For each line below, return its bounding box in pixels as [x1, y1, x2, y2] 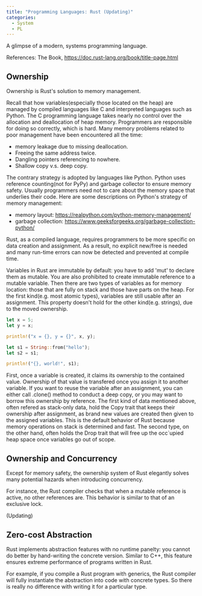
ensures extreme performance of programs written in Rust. [6, 558, 153, 565]
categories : [6, 14, 36, 21]
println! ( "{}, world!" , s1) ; [6, 360, 80, 367]
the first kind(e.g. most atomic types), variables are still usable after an [6, 292, 182, 300]
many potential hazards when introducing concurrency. [6, 476, 144, 483]
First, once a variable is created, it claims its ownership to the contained [6, 372, 185, 379]
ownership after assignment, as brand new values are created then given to [6, 410, 194, 417]
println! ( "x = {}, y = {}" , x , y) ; [6, 333, 96, 339]
